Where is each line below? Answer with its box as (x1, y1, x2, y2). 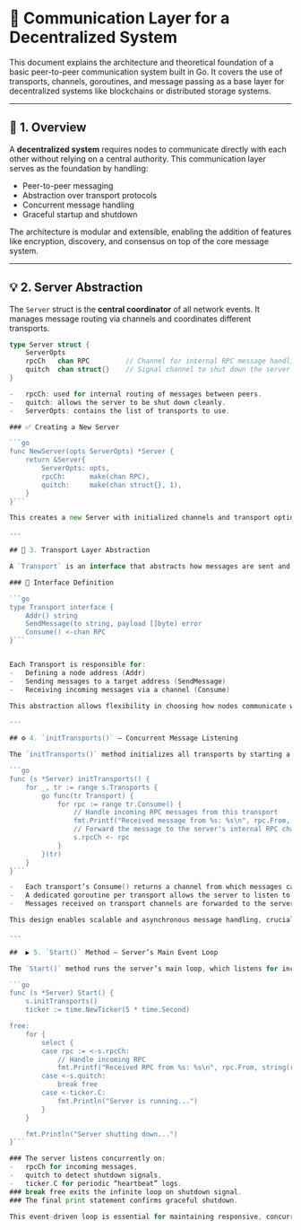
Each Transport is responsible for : (9, 660, 146, 670)
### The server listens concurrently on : (9, 1154, 167, 1164)
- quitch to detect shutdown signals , (9, 1171, 163, 1180)
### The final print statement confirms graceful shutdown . (9, 1196, 239, 1205)
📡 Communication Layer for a (9, 8, 230, 29)
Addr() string (25, 611, 78, 620)
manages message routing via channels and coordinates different (9, 313, 252, 324)
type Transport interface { (9, 602, 115, 611)
